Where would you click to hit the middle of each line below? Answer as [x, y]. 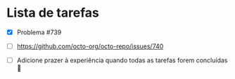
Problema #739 [39, 32]
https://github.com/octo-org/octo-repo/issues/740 [90, 46]
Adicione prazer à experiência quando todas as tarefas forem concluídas [122, 60]
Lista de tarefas [53, 13]
